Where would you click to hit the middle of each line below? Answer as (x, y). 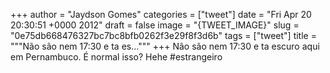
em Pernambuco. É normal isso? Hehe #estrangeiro (116, 57)
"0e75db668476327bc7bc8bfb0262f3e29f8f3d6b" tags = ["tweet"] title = (163, 35)
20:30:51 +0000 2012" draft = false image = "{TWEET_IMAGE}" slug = (155, 25)
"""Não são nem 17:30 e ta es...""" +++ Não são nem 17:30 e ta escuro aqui (165, 46)
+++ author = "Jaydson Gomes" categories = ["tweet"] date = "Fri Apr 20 (161, 14)
